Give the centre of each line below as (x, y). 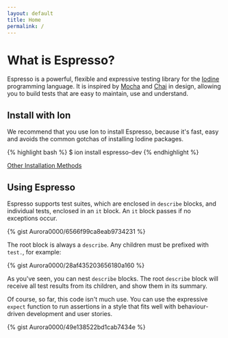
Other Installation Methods (45, 166)
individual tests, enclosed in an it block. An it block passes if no (99, 210)
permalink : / (26, 26)
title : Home (24, 20)
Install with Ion (39, 115)
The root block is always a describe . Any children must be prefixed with (108, 245)
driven (16, 313)
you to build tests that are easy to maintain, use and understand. (98, 94)
